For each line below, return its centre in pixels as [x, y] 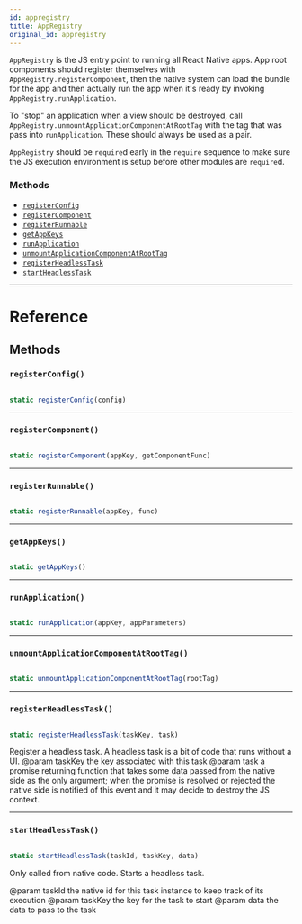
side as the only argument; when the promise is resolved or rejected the [142, 781]
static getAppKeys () [48, 567]
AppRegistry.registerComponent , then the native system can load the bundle [150, 79]
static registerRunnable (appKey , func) [84, 511]
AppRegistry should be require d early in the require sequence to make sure [150, 152]
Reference [49, 317]
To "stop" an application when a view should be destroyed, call [126, 116]
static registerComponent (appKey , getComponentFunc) [110, 456]
